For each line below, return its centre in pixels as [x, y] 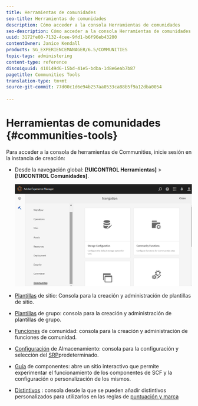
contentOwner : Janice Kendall [43, 44]
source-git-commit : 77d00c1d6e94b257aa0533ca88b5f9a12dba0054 [84, 87]
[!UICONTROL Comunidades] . [52, 176]
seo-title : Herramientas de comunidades [57, 19]
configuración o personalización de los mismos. [73, 379]
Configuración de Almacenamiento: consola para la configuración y [96, 349]
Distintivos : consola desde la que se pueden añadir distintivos [90, 390]
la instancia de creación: [36, 158]
